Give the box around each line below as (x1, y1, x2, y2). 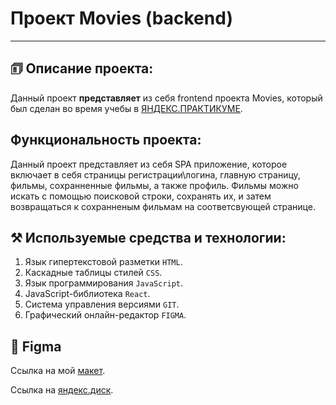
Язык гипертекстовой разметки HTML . (24, 256, 183, 268)
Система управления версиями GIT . (24, 298, 180, 311)
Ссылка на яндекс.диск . (10, 384, 114, 396)
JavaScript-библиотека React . (24, 288, 151, 300)
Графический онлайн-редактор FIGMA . (24, 309, 187, 321)
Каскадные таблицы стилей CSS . (24, 267, 163, 279)
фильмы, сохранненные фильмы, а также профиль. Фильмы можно (10, 179, 299, 191)
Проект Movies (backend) (10, 7, 233, 30)
